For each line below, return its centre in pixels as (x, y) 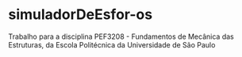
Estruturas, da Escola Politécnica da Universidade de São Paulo (112, 44)
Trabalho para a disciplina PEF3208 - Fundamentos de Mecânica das (121, 36)
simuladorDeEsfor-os (81, 15)
